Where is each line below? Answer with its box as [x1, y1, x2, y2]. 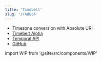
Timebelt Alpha [12, 30, 43, 36]
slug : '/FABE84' [5, 12, 38, 17]
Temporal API [12, 35, 40, 41]
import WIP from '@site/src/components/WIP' [5, 50, 98, 56]
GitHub [12, 41, 27, 46]
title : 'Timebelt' [5, 7, 42, 12]
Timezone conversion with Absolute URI [12, 25, 93, 31]
